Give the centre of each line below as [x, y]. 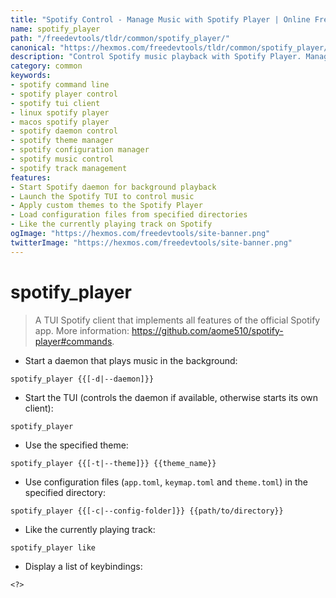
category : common [46, 66]
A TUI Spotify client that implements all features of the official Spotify [177, 320]
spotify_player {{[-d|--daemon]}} [82, 379]
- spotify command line [60, 85]
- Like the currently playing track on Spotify [111, 224]
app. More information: [82, 330]
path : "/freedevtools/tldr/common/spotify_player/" [120, 38]
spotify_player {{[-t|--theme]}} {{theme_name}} [113, 463]
